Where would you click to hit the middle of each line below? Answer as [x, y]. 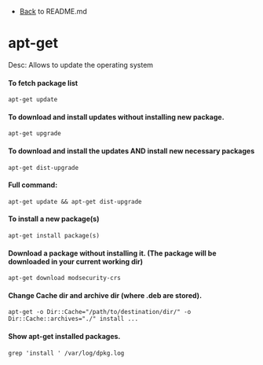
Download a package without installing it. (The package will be [112, 253]
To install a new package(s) [54, 219]
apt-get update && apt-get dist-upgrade [75, 201]
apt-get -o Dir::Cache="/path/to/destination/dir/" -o [100, 312]
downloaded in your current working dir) [76, 261]
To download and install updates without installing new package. [117, 116]
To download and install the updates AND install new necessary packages [131, 151]
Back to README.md [53, 11]
